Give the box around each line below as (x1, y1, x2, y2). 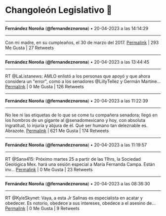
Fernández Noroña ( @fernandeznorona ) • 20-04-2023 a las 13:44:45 (5, 59, 150, 65)
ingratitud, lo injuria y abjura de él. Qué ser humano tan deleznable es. (5, 122, 148, 128)
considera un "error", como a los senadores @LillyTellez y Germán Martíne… (5, 78, 161, 84)
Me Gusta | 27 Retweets (5, 44, 54, 51)
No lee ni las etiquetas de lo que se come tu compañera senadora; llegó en (5, 112, 158, 118)
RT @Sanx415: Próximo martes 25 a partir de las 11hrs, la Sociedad (5, 156, 141, 162)
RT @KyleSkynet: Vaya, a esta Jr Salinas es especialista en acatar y (5, 195, 143, 201)
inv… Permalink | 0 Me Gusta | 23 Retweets (5, 166, 93, 172)
